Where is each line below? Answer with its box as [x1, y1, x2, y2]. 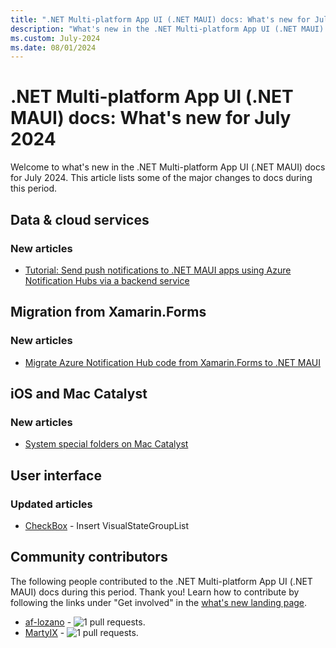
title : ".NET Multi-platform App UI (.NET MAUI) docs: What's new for [10, 14, 311, 25]
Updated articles [10, 497, 93, 511]
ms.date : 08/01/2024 [10, 42, 97, 53]
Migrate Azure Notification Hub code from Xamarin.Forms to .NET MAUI [24, 356, 322, 368]
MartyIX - [24, 626, 65, 638]
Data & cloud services [10, 211, 150, 228]
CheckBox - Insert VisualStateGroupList [24, 519, 190, 531]
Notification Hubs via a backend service [24, 274, 190, 286]
